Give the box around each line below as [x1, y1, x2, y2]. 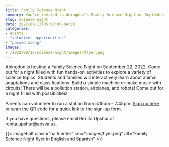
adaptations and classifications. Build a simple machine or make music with [5, 79, 161, 86]
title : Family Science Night [5, 7, 66, 13]
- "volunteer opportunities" [5, 36, 66, 41]
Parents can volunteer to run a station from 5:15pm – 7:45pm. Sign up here [5, 100, 159, 106]
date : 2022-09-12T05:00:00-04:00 [5, 21, 75, 27]
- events [5, 31, 24, 36]
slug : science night [5, 17, 49, 22]
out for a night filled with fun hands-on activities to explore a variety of [5, 69, 152, 75]
